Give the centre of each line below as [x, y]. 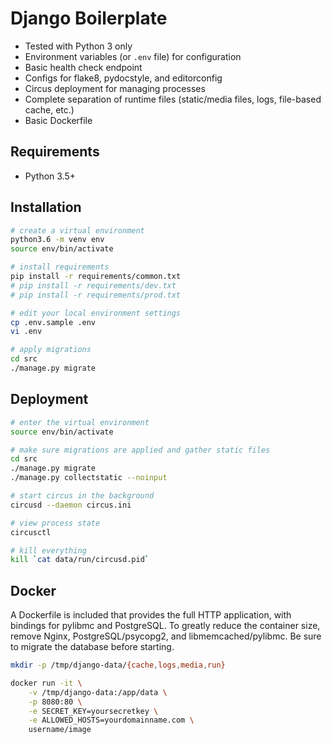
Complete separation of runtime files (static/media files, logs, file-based [173, 99]
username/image [60, 730]
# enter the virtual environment [80, 422]
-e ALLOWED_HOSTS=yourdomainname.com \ [111, 720]
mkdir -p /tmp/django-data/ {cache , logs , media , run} [118, 665]
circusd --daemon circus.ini [71, 505]
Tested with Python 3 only [78, 46]
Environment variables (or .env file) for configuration [133, 56]
